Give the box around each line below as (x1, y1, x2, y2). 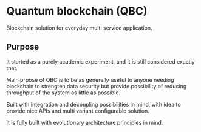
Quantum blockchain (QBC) (6, 4, 148, 18)
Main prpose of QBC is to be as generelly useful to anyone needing (6, 76, 174, 83)
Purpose (6, 42, 39, 52)
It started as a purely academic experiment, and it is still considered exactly (6, 58, 196, 65)
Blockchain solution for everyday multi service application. (6, 24, 153, 31)
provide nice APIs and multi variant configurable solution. (6, 107, 150, 114)
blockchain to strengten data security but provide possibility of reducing (6, 82, 187, 90)
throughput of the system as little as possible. (6, 89, 120, 96)
